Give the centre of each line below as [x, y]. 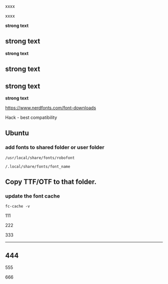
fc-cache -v [17, 206]
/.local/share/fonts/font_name [38, 166]
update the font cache [32, 196]
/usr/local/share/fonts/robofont [40, 158]
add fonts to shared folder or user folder [55, 147]
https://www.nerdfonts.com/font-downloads [51, 108]
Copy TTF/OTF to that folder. [51, 182]
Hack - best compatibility [31, 117]
